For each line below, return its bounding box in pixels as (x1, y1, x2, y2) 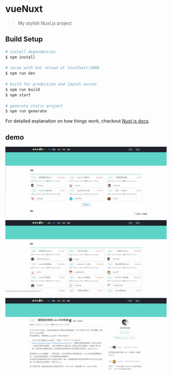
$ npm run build (5, 87, 40, 92)
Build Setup (5, 35, 43, 44)
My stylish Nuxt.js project (17, 20, 72, 26)
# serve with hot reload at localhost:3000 (5, 65, 100, 71)
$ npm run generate (5, 109, 47, 114)
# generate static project (5, 103, 63, 108)
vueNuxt (5, 3, 43, 15)
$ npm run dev (5, 71, 36, 76)
